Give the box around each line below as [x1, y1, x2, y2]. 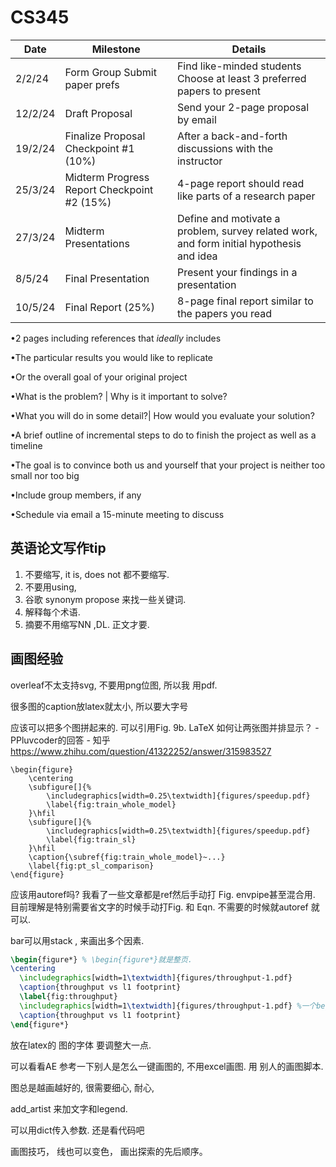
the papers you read [176, 306, 273, 320]
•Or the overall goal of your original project [10, 371, 188, 383]
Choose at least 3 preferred [176, 71, 307, 85]
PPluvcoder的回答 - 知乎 [10, 734, 111, 746]
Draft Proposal [64, 106, 133, 120]
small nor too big [10, 469, 80, 481]
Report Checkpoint [64, 182, 154, 196]
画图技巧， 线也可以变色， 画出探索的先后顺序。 [10, 1145, 208, 1157]
